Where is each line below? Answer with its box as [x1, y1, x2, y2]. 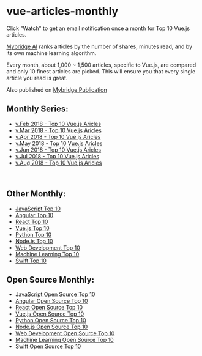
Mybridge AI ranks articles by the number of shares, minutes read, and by [6, 43, 193, 50]
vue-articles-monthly [6, 4, 119, 18]
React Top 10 [15, 218, 48, 225]
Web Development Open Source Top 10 [15, 330, 115, 337]
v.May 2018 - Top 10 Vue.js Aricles [15, 139, 103, 147]
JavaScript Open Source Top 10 [15, 291, 95, 298]
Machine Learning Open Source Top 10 [15, 336, 114, 344]
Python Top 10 [15, 231, 52, 238]
